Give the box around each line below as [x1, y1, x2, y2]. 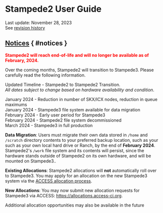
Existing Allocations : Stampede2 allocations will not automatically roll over [5, 167, 157, 173]
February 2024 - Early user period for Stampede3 [5, 112, 105, 118]
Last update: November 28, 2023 [5, 20, 72, 26]
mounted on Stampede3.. [5, 158, 56, 164]
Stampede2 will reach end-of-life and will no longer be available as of [5, 52, 149, 58]
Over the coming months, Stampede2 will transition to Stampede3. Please [5, 67, 154, 73]
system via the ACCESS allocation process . [5, 178, 93, 184]
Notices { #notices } [5, 39, 68, 48]
